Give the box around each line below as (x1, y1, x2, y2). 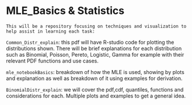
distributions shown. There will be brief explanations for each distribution (6, 45, 182, 52)
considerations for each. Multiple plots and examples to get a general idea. (6, 92, 186, 99)
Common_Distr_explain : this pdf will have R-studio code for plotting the (6, 38, 174, 45)
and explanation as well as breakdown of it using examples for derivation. (6, 75, 183, 82)
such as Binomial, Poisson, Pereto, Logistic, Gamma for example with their (6, 51, 184, 58)
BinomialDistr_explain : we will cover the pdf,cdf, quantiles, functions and (6, 86, 184, 93)
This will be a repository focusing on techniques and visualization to (6, 23, 187, 29)
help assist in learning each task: (6, 28, 95, 34)
